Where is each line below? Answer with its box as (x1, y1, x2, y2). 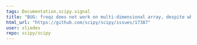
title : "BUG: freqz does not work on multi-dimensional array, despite (6, 14, 185, 20)
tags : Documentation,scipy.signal (6, 8, 91, 15)
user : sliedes (6, 25, 41, 31)
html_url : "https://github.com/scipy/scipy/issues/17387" (6, 19, 151, 25)
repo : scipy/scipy (6, 30, 51, 36)
